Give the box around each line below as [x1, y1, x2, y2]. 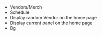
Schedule [9, 9, 30, 15]
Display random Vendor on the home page [9, 15, 97, 20]
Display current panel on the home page [9, 20, 93, 26]
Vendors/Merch [9, 4, 42, 10]
